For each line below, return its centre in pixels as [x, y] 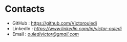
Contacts [25, 9]
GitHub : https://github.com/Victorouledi [55, 23]
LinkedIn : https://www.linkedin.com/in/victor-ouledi [67, 28]
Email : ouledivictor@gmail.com [45, 34]
